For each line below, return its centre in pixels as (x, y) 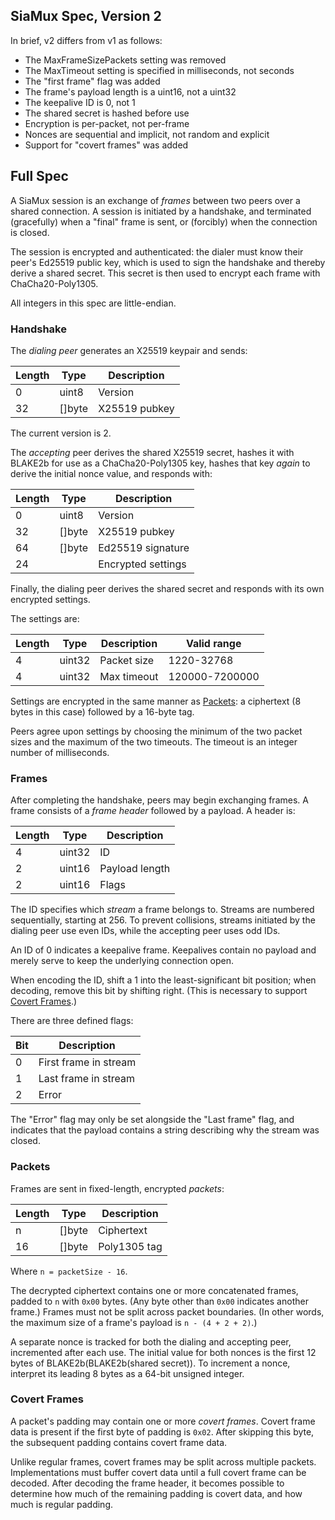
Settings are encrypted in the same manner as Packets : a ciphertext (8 (156, 701)
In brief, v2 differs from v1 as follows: (86, 40)
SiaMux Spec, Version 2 (86, 16)
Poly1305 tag (130, 1246)
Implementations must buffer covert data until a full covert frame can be (158, 1472)
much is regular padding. (61, 1504)
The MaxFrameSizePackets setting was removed (125, 60)
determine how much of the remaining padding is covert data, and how (156, 1493)
